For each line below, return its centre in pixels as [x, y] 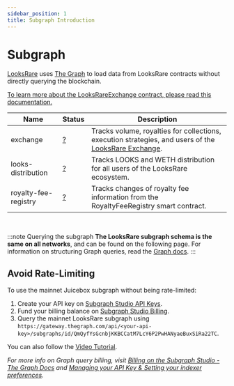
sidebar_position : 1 [37, 14]
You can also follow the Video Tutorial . [62, 347]
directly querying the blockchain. [55, 82]
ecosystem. [110, 177]
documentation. [30, 102]
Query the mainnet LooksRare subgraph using [83, 318]
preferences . [25, 375]
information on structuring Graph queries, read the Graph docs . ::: [102, 252]
